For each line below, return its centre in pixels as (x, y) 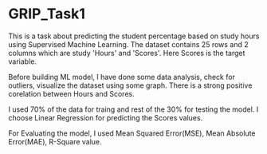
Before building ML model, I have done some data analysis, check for (122, 77)
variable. (23, 61)
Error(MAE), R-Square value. (55, 141)
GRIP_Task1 (47, 14)
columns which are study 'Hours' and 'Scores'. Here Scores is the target (127, 53)
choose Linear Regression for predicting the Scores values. (106, 117)
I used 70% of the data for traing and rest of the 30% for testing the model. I (133, 109)
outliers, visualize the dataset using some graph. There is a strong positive (130, 85)
